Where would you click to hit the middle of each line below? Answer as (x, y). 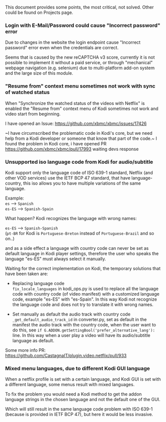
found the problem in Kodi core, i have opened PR (56, 143)
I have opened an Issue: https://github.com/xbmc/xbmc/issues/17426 (76, 123)
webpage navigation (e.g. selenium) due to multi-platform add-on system (80, 68)
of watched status (28, 93)
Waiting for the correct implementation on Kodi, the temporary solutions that (83, 268)
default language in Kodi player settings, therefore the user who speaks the (82, 253)
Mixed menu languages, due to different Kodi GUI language (78, 368)
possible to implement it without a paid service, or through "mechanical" (79, 63)
